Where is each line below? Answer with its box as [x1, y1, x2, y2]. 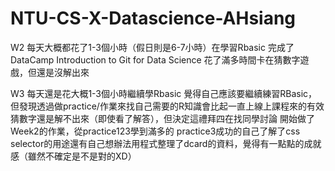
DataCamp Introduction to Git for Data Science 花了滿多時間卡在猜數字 [10, 53, 301, 66]
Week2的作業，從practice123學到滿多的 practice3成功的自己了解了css [10, 125, 301, 137]
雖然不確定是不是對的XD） [27, 150, 137, 162]
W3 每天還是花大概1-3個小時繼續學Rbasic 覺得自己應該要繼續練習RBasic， [10, 87, 318, 99]
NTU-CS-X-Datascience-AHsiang [10, 7, 297, 30]
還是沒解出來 [36, 66, 90, 78]
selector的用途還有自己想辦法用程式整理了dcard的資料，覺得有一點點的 [10, 137, 305, 149]
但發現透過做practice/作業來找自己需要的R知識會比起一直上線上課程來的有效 [10, 100, 325, 112]
